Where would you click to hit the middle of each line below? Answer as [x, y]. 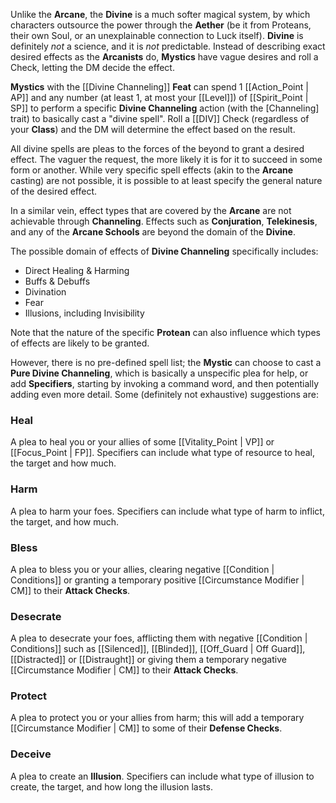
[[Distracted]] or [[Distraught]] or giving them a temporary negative [148, 660]
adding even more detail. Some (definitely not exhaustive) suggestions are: [164, 394]
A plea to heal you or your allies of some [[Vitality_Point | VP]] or [142, 442]
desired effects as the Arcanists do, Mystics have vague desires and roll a [164, 57]
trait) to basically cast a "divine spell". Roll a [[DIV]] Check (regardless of [160, 118]
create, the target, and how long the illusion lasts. [111, 786]
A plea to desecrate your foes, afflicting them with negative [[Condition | [159, 638]
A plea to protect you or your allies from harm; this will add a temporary [157, 718]
